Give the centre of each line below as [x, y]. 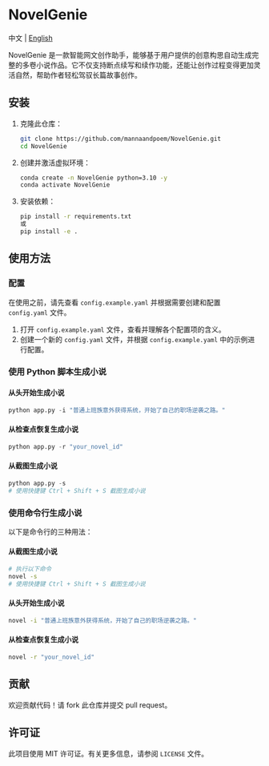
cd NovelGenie [43, 146]
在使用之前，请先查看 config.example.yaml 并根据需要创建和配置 [114, 302]
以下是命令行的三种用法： [50, 531]
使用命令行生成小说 [45, 513]
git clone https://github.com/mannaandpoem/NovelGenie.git [120, 139]
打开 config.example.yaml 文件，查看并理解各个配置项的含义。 [122, 329]
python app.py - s [37, 483]
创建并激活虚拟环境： [55, 163]
